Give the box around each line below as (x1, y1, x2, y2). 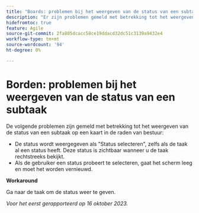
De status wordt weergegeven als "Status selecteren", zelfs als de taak (14, 140, 188, 147)
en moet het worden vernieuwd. (14, 165, 93, 172)
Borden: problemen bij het (6, 78, 137, 91)
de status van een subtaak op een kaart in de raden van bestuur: (6, 128, 164, 136)
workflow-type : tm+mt (6, 36, 60, 42)
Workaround (6, 177, 38, 184)
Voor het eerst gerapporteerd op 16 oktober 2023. (6, 199, 129, 207)
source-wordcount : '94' (6, 42, 65, 48)
